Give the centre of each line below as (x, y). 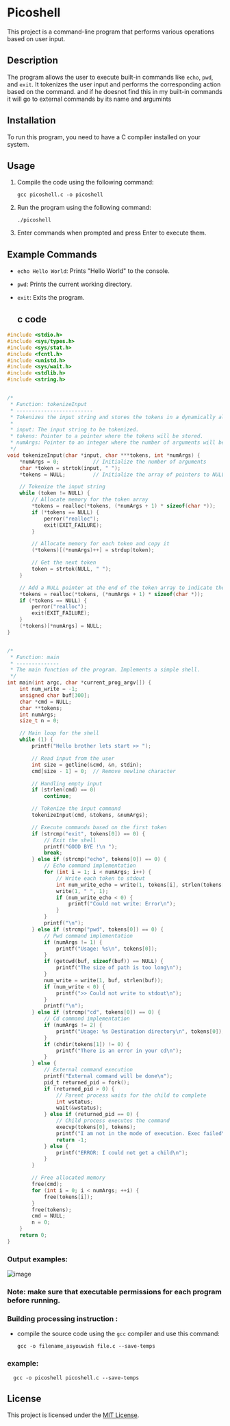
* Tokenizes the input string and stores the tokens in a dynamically (113, 417)
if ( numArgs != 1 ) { (73, 942)
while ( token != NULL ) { (55, 493)
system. (18, 144)
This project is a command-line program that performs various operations (111, 32)
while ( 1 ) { (36, 740)
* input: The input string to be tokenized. (74, 430)
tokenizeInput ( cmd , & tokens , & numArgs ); (90, 815)
